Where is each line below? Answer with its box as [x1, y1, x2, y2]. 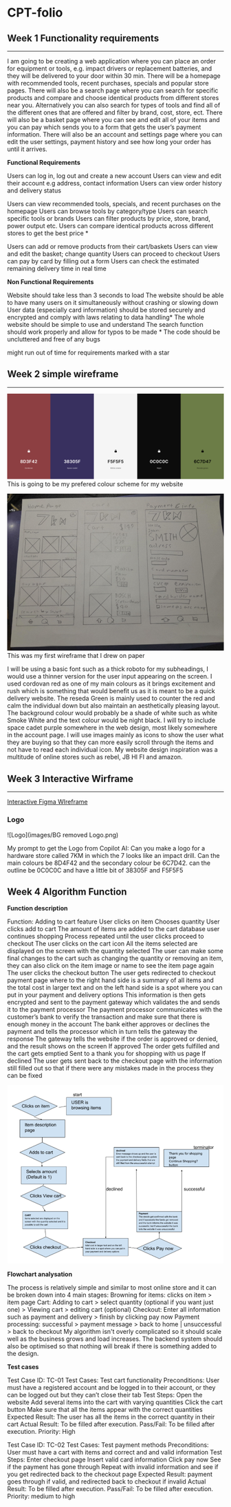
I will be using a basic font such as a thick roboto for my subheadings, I [7, 665, 208, 673]
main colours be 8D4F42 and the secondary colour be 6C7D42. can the [7, 859, 211, 867]
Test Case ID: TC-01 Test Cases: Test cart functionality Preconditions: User [7, 1376, 220, 1384]
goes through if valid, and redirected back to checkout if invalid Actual [7, 1477, 206, 1486]
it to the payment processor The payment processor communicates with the [7, 1006, 223, 1014]
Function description [7, 904, 68, 912]
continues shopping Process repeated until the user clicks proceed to [7, 932, 204, 941]
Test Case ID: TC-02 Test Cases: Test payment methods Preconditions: [7, 1441, 209, 1449]
